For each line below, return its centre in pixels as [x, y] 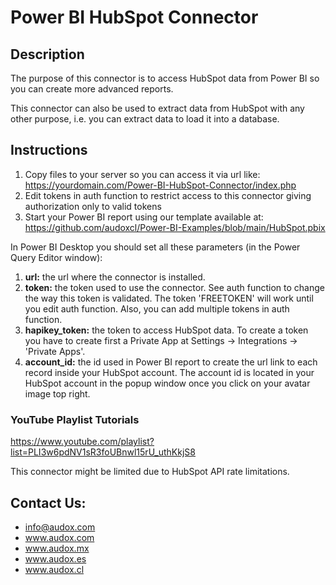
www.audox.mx [57, 548]
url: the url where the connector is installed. [115, 277]
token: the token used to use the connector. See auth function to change [174, 287]
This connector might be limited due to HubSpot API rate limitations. [150, 472]
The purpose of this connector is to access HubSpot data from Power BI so [165, 78]
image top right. [57, 393]
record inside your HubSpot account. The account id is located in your [169, 372]
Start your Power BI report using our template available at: [144, 217]
